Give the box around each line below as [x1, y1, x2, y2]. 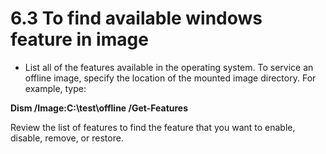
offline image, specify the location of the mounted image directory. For [24, 72, 317, 84]
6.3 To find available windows [10, 7, 263, 30]
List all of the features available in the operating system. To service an [24, 61, 314, 73]
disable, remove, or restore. [10, 132, 124, 144]
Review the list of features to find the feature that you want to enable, [10, 121, 296, 133]
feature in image [10, 28, 149, 51]
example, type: [24, 82, 87, 94]
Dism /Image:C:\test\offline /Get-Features [10, 102, 189, 114]
